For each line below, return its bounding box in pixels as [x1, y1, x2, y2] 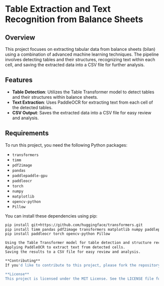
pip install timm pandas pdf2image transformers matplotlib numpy [5, 227, 143, 232]
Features [5, 76, 33, 84]
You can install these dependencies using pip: [5, 213, 98, 219]
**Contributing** [5, 258, 41, 263]
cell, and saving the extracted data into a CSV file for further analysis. [5, 62, 145, 67]
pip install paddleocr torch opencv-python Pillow [5, 231, 110, 237]
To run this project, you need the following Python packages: [5, 142, 128, 148]
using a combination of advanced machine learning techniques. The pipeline [5, 51, 159, 57]
